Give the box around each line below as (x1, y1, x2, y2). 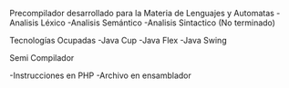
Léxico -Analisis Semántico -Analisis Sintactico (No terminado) (40, 17, 276, 28)
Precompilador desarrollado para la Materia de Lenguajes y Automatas (9, 8, 275, 18)
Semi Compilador (9, 53, 75, 63)
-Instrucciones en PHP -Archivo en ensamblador (9, 70, 191, 81)
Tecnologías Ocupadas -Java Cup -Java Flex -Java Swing (9, 35, 227, 45)
